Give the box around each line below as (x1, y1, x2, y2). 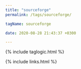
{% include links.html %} (5, 59, 57, 65)
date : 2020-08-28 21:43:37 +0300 (5, 30, 76, 36)
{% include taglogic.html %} (5, 49, 65, 55)
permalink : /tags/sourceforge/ (5, 12, 72, 17)
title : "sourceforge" (5, 7, 51, 13)
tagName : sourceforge (5, 21, 51, 26)
